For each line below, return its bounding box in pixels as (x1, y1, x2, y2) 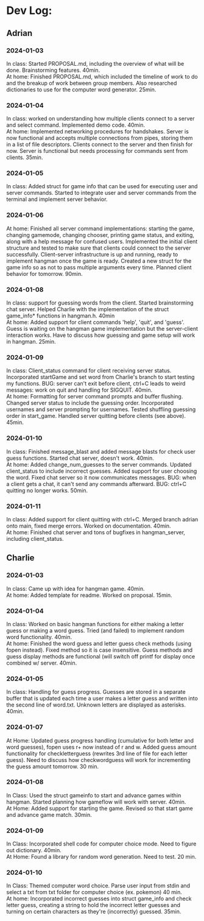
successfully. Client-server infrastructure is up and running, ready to (6, 250, 178, 258)
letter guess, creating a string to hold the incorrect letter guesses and (6, 902, 181, 909)
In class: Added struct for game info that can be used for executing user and (6, 183, 198, 190)
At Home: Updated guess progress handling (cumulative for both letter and (6, 736, 194, 744)
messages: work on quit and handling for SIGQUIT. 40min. (6, 386, 153, 393)
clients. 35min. (6, 153, 43, 161)
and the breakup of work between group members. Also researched (6, 79, 177, 86)
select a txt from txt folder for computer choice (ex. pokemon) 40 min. (6, 889, 183, 896)
